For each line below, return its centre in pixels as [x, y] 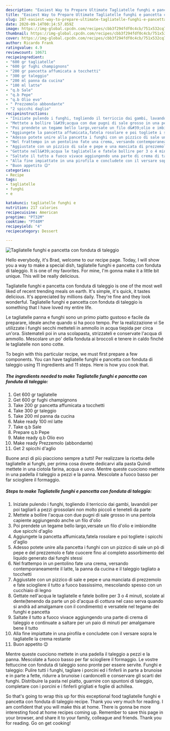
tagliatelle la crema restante [42, 639]
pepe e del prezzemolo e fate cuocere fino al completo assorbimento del [89, 553]
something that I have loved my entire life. [49, 307]
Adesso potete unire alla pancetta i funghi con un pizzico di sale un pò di [89, 547]
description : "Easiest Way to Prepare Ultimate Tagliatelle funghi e [80, 10]
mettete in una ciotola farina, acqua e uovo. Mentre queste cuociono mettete [85, 469]
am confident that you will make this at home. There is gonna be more [78, 707]
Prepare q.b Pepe [31, 432]
